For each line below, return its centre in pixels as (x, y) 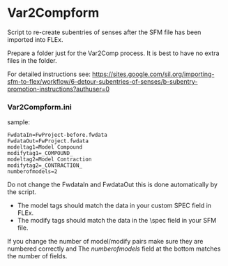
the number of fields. (37, 256)
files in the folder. (32, 60)
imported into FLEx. (35, 39)
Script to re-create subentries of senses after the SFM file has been (104, 32)
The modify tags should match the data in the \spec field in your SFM (117, 221)
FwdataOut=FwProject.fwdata (48, 141)
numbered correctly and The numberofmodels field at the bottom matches (114, 249)
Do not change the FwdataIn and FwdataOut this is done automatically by (113, 185)
